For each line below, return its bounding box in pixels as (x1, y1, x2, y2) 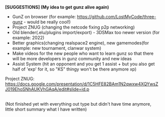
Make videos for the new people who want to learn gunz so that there (12, 50, 154, 56)
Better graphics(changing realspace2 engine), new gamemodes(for (12, 40, 149, 46)
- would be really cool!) (24, 19, 71, 25)
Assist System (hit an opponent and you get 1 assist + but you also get (12, 61, 155, 67)
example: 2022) (12, 35, 45, 40)
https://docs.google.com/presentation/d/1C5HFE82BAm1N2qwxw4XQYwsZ (5, 81, 159, 87)
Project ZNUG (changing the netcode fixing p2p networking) (12, 24, 135, 30)
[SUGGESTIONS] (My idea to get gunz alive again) (5, 4, 109, 10)
